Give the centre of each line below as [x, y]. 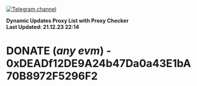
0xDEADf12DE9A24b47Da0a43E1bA [98, 64]
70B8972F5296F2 [52, 76]
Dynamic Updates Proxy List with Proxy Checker [67, 20]
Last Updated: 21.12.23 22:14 [43, 27]
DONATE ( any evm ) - [59, 51]
